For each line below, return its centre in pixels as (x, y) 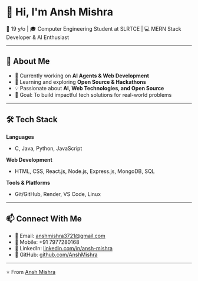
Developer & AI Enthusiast (38, 37)
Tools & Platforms (28, 182)
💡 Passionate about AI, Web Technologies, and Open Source (89, 88)
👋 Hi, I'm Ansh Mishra (60, 12)
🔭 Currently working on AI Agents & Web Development (82, 76)
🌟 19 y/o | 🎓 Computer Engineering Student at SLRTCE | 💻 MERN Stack (94, 28)
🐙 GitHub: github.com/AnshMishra (56, 255)
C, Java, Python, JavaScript (48, 148)
